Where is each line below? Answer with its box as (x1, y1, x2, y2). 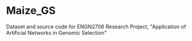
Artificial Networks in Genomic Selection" (6, 29, 108, 36)
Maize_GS (6, 4, 56, 17)
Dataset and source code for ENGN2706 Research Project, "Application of (6, 23, 186, 30)
